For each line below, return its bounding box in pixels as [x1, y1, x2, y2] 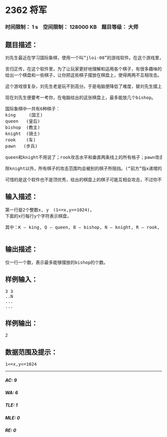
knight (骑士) [5, 130, 41, 136]
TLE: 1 [5, 402, 18, 408]
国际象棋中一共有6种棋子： [5, 106, 61, 111]
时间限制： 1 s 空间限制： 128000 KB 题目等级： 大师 [5, 23, 139, 30]
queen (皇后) [5, 118, 41, 124]
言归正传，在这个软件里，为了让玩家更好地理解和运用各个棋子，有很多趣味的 [5, 66, 162, 72]
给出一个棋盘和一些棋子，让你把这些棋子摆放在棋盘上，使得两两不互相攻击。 [5, 72, 162, 78]
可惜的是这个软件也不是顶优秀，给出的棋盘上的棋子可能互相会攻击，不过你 [5, 177, 158, 182]
